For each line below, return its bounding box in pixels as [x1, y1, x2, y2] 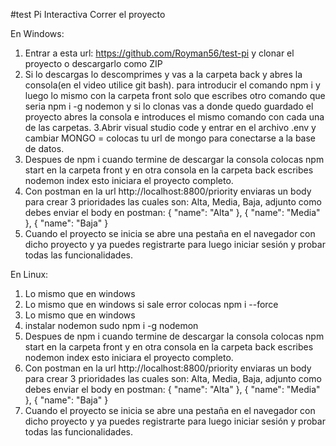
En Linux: [10, 269, 49, 280]
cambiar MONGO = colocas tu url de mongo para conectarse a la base [24, 132, 317, 144]
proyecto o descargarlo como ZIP [24, 58, 163, 69]
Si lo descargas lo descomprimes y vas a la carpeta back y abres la [24, 69, 303, 80]
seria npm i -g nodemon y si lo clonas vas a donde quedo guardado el [24, 100, 314, 112]
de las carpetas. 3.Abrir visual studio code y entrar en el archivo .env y [24, 122, 317, 133]
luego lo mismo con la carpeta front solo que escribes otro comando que [24, 90, 326, 101]
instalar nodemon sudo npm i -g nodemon [24, 320, 199, 331]
